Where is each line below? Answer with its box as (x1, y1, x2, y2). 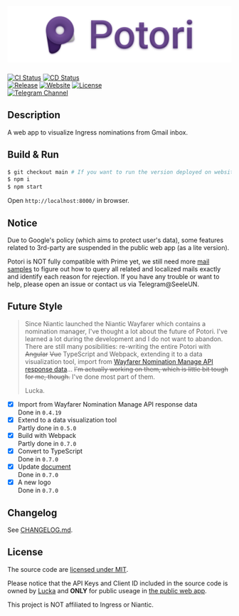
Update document (17, 462, 71, 471)
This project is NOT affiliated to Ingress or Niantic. (7, 600, 154, 609)
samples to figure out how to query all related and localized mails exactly (7, 265, 221, 273)
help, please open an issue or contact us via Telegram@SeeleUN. (7, 280, 199, 288)
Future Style (7, 301, 63, 313)
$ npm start (7, 184, 43, 191)
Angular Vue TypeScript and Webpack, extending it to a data (24, 350, 203, 358)
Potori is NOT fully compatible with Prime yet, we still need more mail (7, 257, 210, 266)
